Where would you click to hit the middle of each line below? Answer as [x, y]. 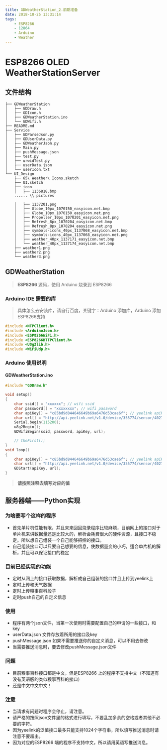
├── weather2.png [32, 252]
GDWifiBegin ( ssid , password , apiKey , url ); [60, 432]
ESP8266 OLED [37, 62]
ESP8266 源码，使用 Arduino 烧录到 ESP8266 [64, 284]
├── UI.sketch [29, 182]
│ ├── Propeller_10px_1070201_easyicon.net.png [67, 217]
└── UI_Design [20, 174]
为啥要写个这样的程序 [31, 516]
